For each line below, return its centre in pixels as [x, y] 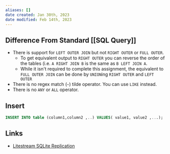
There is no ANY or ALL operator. [46, 90]
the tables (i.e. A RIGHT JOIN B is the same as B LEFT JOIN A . [84, 63]
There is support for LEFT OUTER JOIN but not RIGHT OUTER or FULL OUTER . [88, 53]
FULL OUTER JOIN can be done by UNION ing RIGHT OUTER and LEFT [87, 74]
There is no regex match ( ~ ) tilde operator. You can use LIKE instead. [85, 84]
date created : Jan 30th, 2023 [38, 15]
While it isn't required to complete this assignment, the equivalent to [92, 69]
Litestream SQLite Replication [44, 146]
